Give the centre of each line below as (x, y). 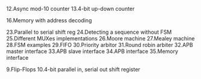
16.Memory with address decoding (49, 20)
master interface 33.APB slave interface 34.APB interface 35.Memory (92, 51)
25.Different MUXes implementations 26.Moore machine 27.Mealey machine (100, 38)
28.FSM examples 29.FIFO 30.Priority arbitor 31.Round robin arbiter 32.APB (100, 45)
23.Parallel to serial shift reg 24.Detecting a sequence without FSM (89, 32)
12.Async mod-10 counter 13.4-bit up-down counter (70, 9)
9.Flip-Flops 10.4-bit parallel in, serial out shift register (73, 69)
